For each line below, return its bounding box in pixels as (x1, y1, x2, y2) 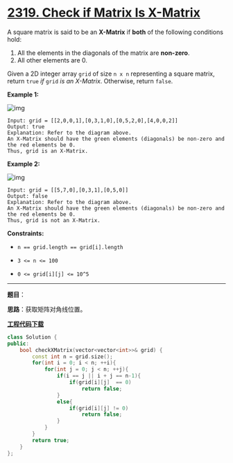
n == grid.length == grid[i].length (17, 244, 123, 251)
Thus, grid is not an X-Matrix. (7, 217, 101, 224)
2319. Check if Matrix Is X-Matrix (7, 5, 201, 21)
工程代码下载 (7, 319, 44, 328)
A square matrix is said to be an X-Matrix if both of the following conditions (7, 28, 224, 36)
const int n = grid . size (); (32, 353, 113, 360)
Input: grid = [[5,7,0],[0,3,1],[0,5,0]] (7, 186, 129, 194)
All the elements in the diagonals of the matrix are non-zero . (17, 49, 190, 57)
